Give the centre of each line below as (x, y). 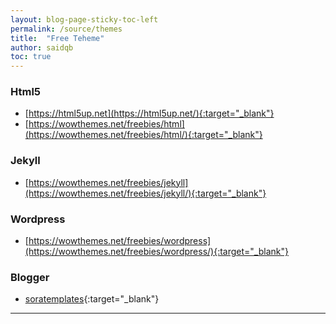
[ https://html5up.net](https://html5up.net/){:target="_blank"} (149, 113)
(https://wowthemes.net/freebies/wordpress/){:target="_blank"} (156, 252)
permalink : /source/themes (66, 29)
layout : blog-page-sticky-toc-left (84, 19)
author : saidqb (42, 47)
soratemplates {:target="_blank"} (92, 299)
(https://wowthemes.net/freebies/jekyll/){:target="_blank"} (145, 193)
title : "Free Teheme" (57, 38)
